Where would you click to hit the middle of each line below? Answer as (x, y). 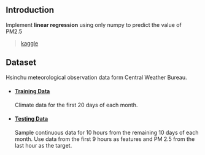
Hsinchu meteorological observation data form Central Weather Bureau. (96, 77)
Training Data (32, 91)
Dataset (21, 63)
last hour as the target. (43, 146)
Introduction (30, 10)
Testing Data (31, 119)
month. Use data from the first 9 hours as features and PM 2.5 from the (105, 139)
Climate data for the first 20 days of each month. (76, 105)
